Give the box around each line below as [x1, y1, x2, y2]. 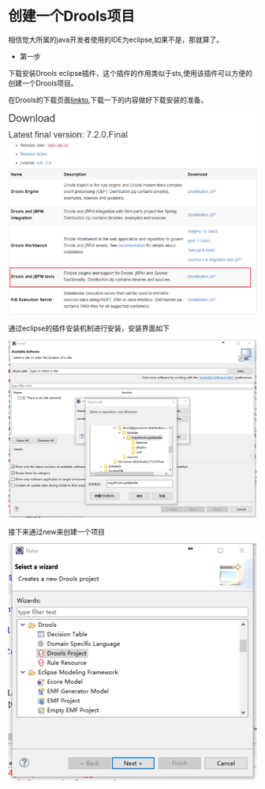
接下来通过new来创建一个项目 [8, 527, 105, 537]
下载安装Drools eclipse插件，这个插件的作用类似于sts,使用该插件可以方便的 [8, 68, 252, 77]
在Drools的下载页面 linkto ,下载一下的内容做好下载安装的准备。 [8, 95, 208, 104]
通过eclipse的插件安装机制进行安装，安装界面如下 [8, 323, 170, 333]
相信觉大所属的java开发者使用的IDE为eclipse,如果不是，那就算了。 [8, 35, 224, 44]
